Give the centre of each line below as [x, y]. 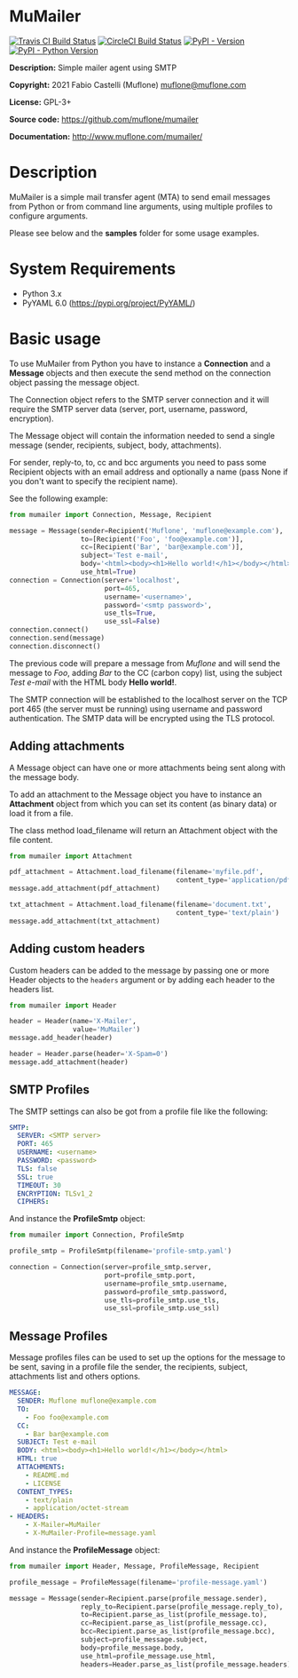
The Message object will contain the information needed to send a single [142, 435]
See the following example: [59, 498]
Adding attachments [67, 747]
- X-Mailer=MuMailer [63, 1525]
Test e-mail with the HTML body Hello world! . [93, 682]
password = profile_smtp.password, [166, 1292]
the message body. [44, 777]
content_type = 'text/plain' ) [227, 912]
